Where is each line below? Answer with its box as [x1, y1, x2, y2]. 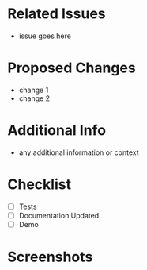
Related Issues [7, 5, 106, 23]
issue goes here [18, 31, 72, 40]
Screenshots [7, 248, 93, 266]
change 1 [18, 85, 49, 94]
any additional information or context [18, 148, 139, 157]
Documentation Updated [18, 210, 100, 220]
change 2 [18, 93, 51, 103]
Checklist [7, 175, 72, 193]
